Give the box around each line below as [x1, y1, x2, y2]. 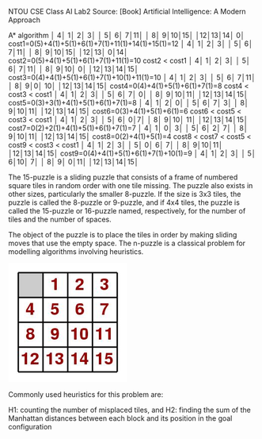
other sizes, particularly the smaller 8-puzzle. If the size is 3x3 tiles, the [8, 190, 241, 198]
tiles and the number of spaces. [8, 214, 112, 224]
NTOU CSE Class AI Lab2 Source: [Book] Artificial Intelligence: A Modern [8, 7, 247, 16]
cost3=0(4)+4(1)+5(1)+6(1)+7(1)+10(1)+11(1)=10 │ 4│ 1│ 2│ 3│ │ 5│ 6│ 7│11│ [8, 73, 256, 82]
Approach [8, 15, 41, 25]
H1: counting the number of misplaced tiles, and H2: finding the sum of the [8, 405, 251, 414]
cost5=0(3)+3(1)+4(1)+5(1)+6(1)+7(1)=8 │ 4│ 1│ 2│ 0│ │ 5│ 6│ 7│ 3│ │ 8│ [8, 98, 249, 107]
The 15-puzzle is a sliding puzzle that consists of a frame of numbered [8, 172, 238, 182]
